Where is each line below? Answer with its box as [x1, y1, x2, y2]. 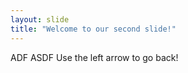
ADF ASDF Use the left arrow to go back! [10, 51, 179, 63]
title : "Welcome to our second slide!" [10, 24, 177, 34]
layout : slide [10, 14, 70, 25]
